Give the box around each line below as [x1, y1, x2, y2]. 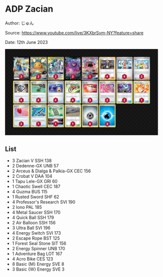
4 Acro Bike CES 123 [12, 256, 53, 262]
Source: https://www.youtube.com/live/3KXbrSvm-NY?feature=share [5, 30, 144, 36]
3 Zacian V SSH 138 [12, 158, 52, 164]
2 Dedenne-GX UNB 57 [12, 163, 59, 169]
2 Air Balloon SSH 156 [12, 220, 56, 226]
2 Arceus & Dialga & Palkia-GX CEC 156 [12, 168, 91, 174]
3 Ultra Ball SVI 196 [12, 225, 51, 231]
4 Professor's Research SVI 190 [12, 199, 76, 205]
